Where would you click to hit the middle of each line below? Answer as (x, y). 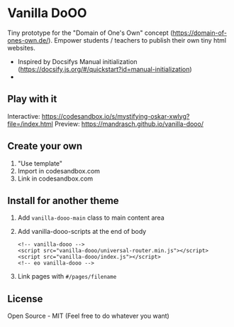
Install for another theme (63, 200)
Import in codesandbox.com (59, 171)
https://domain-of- (200, 33)
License (25, 299)
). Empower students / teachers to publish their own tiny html (138, 40)
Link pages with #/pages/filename (67, 277)
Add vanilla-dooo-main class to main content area (91, 218)
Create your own (45, 146)
